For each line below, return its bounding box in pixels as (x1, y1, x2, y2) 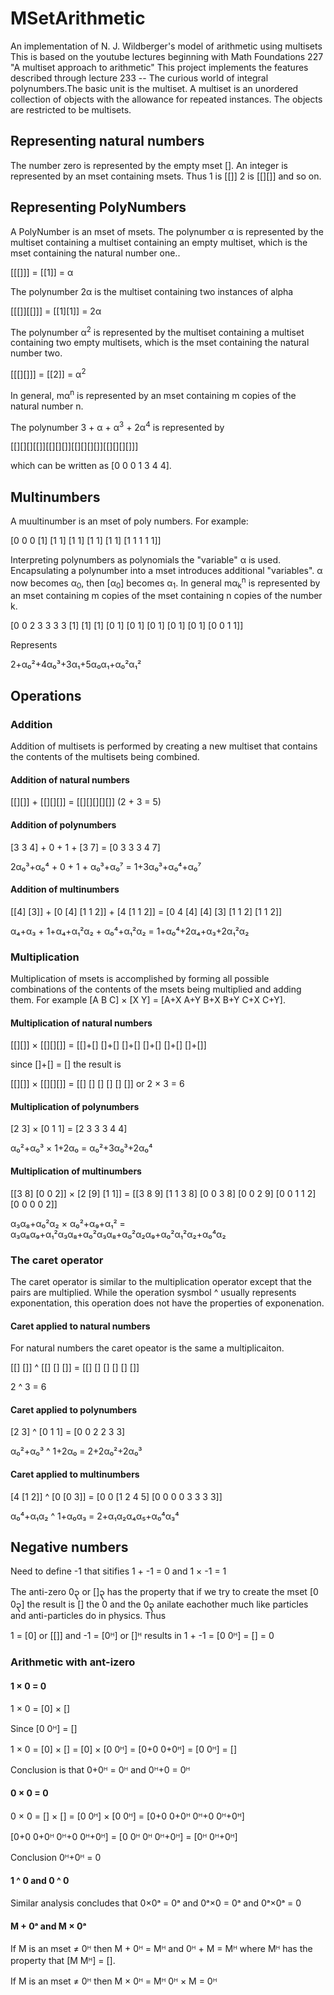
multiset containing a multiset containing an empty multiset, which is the (10, 236, 308, 248)
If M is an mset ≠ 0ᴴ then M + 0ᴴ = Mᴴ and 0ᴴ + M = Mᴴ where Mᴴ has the (10, 1943, 313, 1955)
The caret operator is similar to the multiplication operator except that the (10, 1275, 312, 1287)
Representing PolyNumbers (10, 199, 187, 216)
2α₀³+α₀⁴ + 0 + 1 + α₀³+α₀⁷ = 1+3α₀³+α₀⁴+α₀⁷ (10, 860, 202, 872)
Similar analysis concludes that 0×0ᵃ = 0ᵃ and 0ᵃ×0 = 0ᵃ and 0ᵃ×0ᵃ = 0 (10, 1897, 302, 1909)
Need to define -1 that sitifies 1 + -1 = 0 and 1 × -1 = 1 (10, 1565, 227, 1577)
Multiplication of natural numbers (10, 1017, 153, 1029)
